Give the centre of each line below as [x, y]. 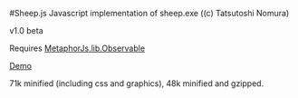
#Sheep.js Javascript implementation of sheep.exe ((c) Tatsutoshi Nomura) [149, 13]
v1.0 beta [26, 30]
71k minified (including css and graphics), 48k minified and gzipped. [137, 83]
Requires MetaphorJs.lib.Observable [77, 48]
